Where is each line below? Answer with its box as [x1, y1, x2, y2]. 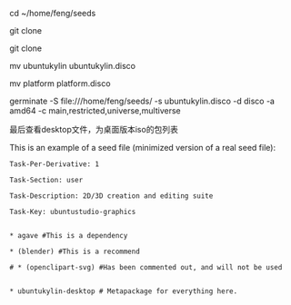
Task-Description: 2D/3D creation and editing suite [9, 192, 214, 201]
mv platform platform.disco [9, 78, 111, 89]
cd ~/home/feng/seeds [9, 8, 96, 18]
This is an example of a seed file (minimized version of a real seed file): [9, 143, 276, 152]
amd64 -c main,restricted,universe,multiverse [9, 105, 181, 116]
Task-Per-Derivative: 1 [9, 160, 100, 169]
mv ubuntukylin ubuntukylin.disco [9, 61, 136, 71]
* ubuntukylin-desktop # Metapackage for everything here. [9, 287, 238, 296]
